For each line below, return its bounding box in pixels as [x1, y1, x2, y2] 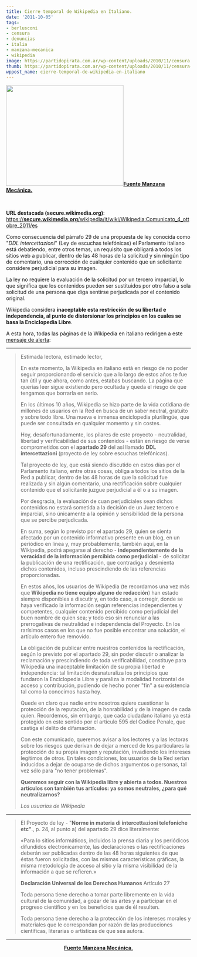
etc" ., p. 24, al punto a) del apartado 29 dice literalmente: [20, 826, 160, 833]
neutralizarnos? [20, 791, 60, 798]
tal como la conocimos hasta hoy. [20, 688, 101, 695]
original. [6, 295, 26, 302]
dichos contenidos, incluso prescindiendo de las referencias [20, 565, 166, 572]
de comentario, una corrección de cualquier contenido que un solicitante [6, 258, 182, 265]
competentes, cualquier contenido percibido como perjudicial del [20, 608, 178, 615]
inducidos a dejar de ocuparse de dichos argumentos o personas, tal [20, 761, 187, 768]
